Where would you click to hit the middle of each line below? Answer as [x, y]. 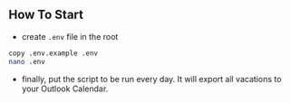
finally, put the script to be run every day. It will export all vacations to [151, 79]
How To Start [46, 15]
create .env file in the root [70, 36]
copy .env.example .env [53, 53]
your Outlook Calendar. [65, 89]
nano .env [27, 61]
